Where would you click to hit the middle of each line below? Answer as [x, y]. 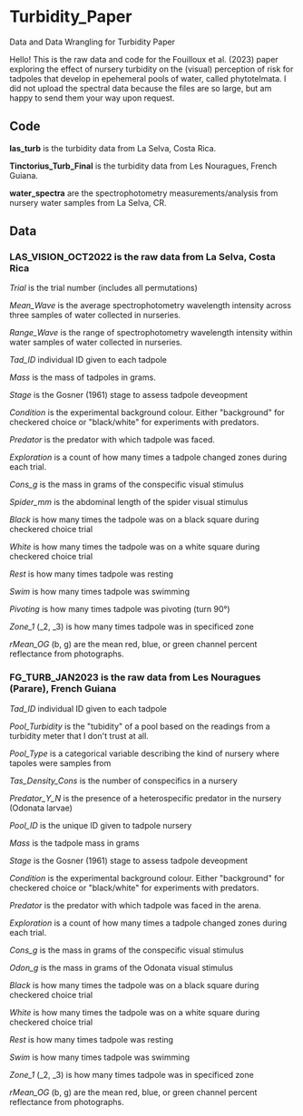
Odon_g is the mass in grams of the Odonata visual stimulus [122, 967]
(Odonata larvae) [41, 808]
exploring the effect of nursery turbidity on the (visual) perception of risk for [151, 69]
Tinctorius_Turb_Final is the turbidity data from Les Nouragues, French [143, 166]
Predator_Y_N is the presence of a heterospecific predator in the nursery [146, 798]
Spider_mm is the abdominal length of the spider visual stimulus [129, 502]
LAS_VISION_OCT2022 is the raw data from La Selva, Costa [142, 257]
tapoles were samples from [60, 762]
